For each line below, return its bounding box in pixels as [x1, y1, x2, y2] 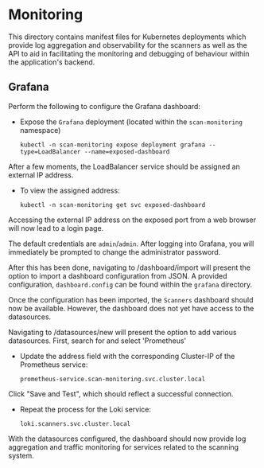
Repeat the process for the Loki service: [19, 404, 152, 414]
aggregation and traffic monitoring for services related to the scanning [8, 442, 239, 451]
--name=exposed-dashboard [83, 147, 170, 156]
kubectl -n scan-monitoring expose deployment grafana [19, 141, 206, 149]
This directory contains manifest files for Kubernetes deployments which [8, 32, 247, 41]
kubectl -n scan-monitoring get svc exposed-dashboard [19, 201, 206, 209]
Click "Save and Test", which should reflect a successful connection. [8, 388, 234, 399]
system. [8, 450, 34, 460]
